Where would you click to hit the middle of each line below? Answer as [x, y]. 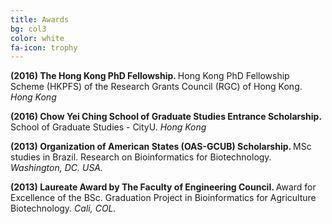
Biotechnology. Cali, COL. [63, 208]
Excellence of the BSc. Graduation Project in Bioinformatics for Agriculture [163, 198]
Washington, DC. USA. [57, 168]
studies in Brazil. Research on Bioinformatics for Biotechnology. [141, 157]
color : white [37, 38]
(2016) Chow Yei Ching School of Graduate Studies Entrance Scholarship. [166, 117]
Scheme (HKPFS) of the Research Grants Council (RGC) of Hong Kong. [156, 87]
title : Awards [40, 19]
